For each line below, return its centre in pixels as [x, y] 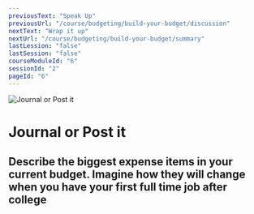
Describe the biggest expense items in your [121, 162]
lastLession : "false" [45, 46]
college [28, 200]
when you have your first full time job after [118, 187]
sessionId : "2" [34, 69]
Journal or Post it [67, 132]
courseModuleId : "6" [43, 62]
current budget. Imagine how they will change [127, 175]
